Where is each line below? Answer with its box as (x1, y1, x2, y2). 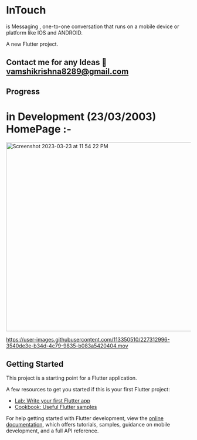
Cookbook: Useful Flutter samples (14, 404, 97, 411)
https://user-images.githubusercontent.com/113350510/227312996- (6, 336, 170, 343)
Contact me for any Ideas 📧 (6, 57, 107, 67)
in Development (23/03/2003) (6, 110, 157, 123)
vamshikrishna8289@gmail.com (6, 67, 129, 77)
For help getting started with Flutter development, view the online (6, 415, 164, 422)
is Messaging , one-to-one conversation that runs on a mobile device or (6, 23, 179, 30)
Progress (6, 86, 40, 97)
